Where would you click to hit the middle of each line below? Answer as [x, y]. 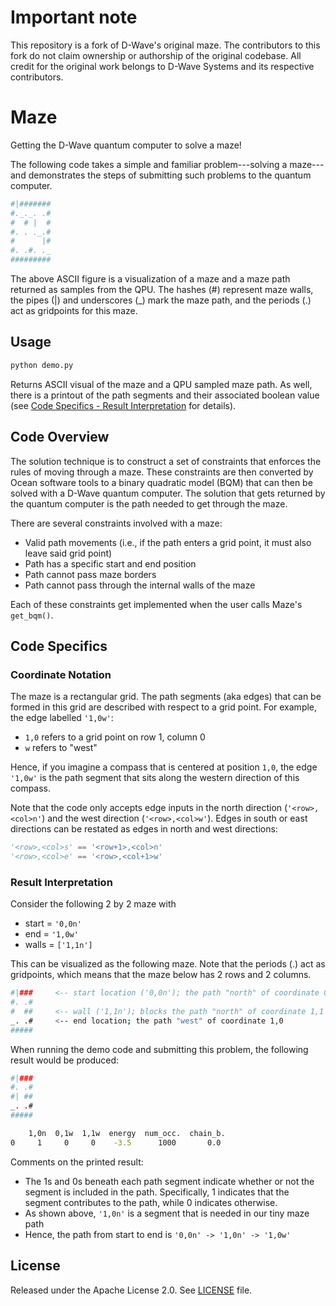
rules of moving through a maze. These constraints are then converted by [162, 472]
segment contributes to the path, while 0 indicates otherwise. [151, 1202]
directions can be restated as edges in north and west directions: [144, 829]
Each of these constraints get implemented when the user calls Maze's [156, 604]
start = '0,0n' [53, 923]
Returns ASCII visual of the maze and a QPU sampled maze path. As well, [161, 384]
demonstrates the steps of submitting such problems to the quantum [170, 175]
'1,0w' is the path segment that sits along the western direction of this [155, 778]
